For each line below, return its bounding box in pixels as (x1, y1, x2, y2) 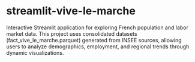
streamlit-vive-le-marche (6, 4, 136, 18)
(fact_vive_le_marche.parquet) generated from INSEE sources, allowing (6, 36, 182, 44)
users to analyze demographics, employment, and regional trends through (6, 43, 190, 50)
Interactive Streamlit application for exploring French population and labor (6, 24, 189, 31)
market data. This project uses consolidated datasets (6, 30, 137, 37)
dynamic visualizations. (6, 49, 64, 56)
